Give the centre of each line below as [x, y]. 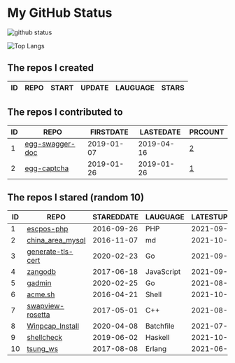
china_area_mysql [56, 240]
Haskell [158, 338]
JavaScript [163, 272]
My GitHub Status [60, 13]
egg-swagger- [50, 144]
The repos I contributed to [65, 112]
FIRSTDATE [109, 132]
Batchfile [160, 326]
